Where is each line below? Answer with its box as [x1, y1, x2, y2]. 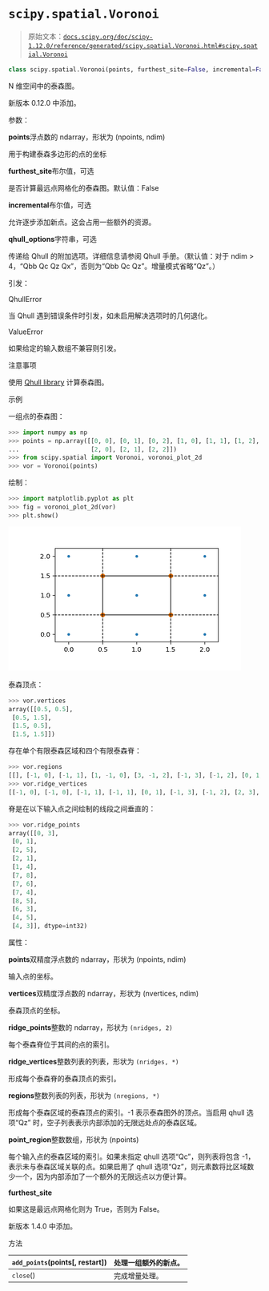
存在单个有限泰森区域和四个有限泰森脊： [8, 746, 142, 756]
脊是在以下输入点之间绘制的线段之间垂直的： [8, 803, 156, 813]
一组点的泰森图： [8, 411, 65, 420]
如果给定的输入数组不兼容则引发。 [8, 343, 121, 352]
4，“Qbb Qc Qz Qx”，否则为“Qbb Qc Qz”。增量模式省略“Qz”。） [8, 261, 220, 271]
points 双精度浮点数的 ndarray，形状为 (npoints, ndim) [8, 955, 187, 964]
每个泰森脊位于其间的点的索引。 [8, 1040, 114, 1049]
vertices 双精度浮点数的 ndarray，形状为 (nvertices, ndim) [8, 989, 199, 999]
